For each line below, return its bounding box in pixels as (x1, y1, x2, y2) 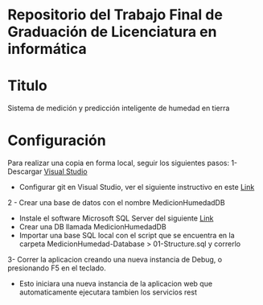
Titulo (7, 76, 47, 95)
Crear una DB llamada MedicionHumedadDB (18, 222, 166, 232)
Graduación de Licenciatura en (7, 23, 217, 41)
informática (7, 40, 87, 58)
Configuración (7, 131, 106, 150)
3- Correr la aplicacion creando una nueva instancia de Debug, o (7, 255, 223, 265)
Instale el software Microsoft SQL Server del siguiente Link (18, 213, 214, 223)
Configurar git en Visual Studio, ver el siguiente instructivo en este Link (18, 183, 255, 192)
